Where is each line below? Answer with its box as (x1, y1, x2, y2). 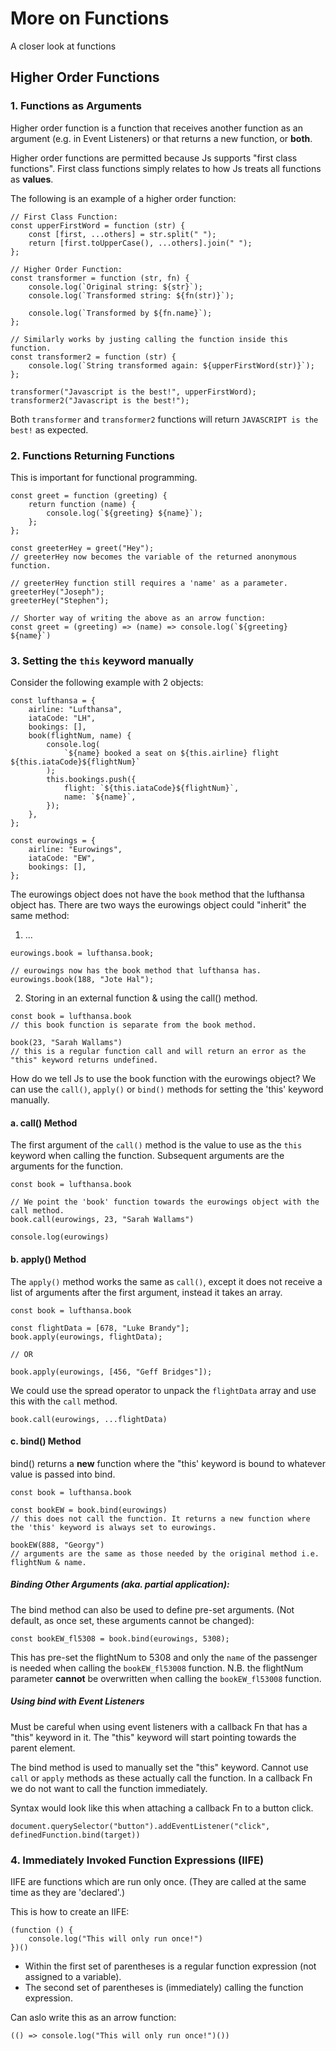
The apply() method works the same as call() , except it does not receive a (10, 1275, 323, 1287)
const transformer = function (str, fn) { (10, 273, 190, 283)
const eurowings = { (10, 836, 97, 846)
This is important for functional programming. (10, 471, 198, 483)
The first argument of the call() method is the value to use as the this (10, 1139, 303, 1151)
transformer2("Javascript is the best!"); (10, 395, 190, 406)
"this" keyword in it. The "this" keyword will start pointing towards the (10, 1731, 297, 1743)
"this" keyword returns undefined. (10, 1055, 159, 1066)
